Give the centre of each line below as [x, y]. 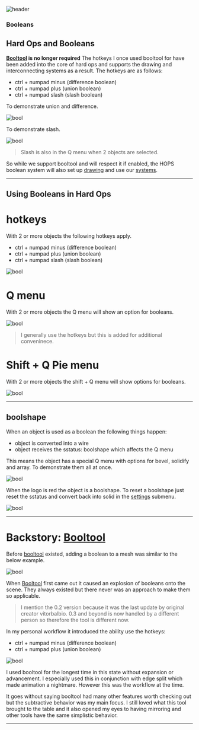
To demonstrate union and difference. [52, 106]
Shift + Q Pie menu [53, 365]
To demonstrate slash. [33, 129]
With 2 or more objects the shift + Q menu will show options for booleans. [96, 381]
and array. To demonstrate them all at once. [59, 467]
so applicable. [23, 595]
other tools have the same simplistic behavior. [62, 715]
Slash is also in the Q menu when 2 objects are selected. [89, 152]
